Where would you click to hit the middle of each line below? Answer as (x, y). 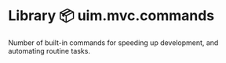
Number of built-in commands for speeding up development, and (113, 42)
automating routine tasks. (49, 51)
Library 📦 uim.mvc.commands (111, 16)
